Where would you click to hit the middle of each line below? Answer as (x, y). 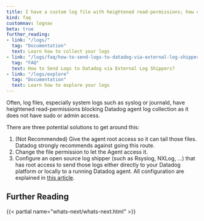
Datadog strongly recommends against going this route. (85, 145)
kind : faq (19, 18)
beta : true (20, 29)
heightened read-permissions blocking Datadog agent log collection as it (97, 109)
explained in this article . (45, 178)
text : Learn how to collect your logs (61, 52)
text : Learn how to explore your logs (61, 86)
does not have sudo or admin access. (53, 115)
